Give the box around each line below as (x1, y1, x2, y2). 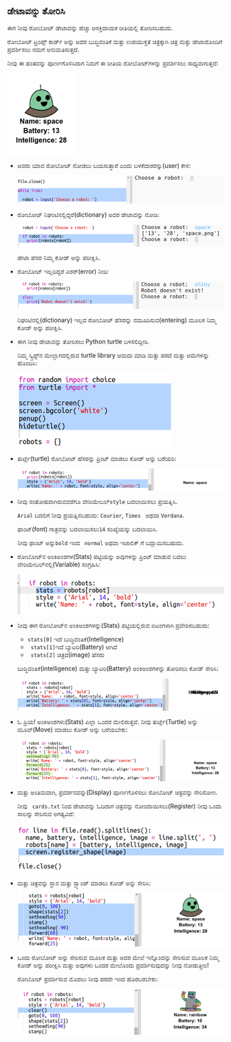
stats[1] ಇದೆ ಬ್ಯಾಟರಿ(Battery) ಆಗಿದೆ (30, 643, 118, 651)
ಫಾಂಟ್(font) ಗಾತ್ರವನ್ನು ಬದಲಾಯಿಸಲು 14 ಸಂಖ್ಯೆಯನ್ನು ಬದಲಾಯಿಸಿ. (16, 524, 158, 533)
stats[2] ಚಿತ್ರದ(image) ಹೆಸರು (30, 650, 105, 659)
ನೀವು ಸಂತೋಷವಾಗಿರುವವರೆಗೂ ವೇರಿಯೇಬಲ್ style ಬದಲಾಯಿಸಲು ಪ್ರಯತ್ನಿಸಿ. (16, 497, 178, 505)
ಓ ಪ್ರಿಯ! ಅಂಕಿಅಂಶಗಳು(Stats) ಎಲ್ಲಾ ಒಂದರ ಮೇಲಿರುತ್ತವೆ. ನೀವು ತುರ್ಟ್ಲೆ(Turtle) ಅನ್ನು (16, 718, 198, 726)
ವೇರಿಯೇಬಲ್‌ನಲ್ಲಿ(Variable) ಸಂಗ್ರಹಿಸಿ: (16, 560, 101, 568)
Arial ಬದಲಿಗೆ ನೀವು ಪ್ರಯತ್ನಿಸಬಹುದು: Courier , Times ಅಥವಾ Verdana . (16, 511, 184, 519)
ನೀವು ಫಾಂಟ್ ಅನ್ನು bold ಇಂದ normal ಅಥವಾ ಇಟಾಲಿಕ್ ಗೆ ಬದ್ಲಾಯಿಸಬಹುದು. (16, 538, 184, 546)
